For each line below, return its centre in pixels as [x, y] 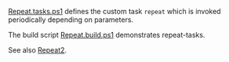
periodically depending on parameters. [71, 20]
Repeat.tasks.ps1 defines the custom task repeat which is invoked [114, 11]
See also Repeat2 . [38, 50]
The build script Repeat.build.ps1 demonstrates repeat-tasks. [107, 35]
